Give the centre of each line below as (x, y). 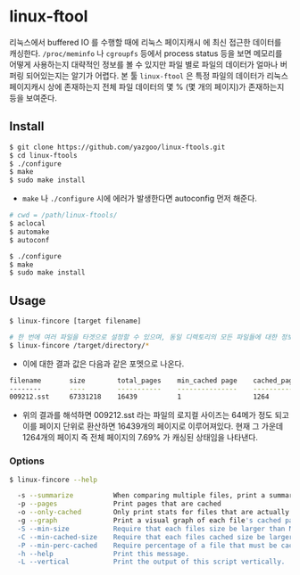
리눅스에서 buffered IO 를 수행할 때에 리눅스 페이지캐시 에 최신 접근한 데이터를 (146, 42)
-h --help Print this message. (104, 554)
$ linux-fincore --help (54, 480)
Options (27, 461)
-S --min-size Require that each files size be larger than (151, 529)
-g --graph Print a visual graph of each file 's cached (149, 521)
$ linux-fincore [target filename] (75, 321)
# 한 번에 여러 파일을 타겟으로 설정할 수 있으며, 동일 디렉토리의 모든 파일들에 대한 (143, 337)
